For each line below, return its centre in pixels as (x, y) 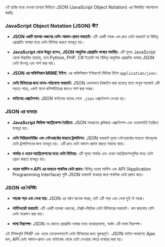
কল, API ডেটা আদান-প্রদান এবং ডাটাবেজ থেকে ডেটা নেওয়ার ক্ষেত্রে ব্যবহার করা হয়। (64, 239)
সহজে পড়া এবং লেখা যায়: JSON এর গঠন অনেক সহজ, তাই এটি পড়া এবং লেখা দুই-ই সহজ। (79, 198)
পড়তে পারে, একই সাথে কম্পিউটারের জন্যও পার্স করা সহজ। (54, 89)
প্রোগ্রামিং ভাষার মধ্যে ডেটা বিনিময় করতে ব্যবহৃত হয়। (48, 42)
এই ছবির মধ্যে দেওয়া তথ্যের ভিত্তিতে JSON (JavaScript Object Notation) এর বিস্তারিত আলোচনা (82, 7)
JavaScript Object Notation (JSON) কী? (52, 26)
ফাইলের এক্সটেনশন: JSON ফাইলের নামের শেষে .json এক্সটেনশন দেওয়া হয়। (69, 99)
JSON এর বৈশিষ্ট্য (21, 188)
